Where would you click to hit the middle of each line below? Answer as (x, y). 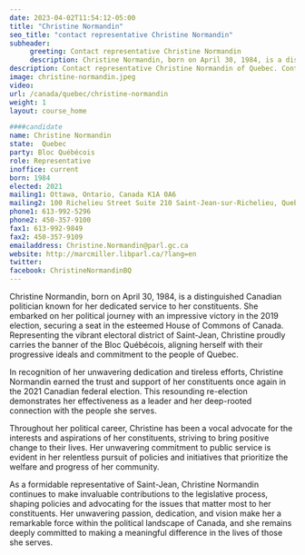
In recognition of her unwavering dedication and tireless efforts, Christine (147, 372)
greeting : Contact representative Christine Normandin (136, 52)
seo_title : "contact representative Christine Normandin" (121, 35)
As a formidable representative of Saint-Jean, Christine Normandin (134, 484)
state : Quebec (38, 144)
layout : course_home (49, 111)
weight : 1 (28, 102)
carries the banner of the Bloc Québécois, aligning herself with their (136, 345)
